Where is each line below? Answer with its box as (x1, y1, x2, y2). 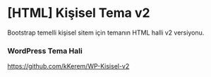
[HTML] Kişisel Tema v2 (7, 5, 150, 21)
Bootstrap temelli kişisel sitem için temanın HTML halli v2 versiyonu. (7, 28, 205, 37)
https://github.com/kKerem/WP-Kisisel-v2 (7, 62, 130, 71)
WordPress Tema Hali (7, 46, 83, 56)
